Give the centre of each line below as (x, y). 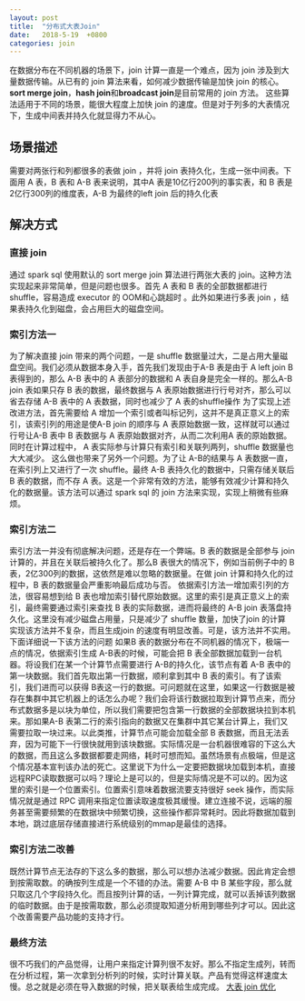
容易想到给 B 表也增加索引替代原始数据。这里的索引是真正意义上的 (157, 596)
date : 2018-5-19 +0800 (58, 35)
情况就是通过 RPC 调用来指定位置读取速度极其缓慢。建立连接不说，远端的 (147, 801)
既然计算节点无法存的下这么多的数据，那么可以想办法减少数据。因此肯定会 (148, 871)
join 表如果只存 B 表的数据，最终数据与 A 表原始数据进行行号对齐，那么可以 (150, 390)
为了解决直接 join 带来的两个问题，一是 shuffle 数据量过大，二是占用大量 (145, 356)
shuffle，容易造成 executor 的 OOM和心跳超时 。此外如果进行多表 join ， (145, 297)
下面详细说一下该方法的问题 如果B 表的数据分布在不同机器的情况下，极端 (146, 642)
